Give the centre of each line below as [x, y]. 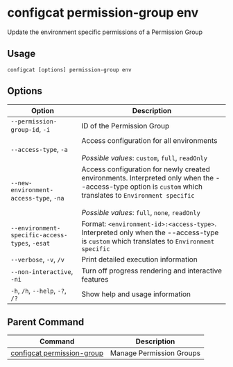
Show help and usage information [136, 294]
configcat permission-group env [103, 13]
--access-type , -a [39, 149]
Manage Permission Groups [155, 353]
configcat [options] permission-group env [69, 70]
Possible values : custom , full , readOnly [145, 157]
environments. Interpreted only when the [148, 178]
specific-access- [39, 235]
